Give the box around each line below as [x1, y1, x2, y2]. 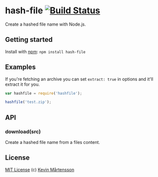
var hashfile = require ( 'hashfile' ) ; [5, 91, 82, 96]
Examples [5, 63, 36, 71]
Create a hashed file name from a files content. [5, 140, 101, 145]
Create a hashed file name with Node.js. [5, 21, 86, 27]
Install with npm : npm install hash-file [5, 48, 86, 54]
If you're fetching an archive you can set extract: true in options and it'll [5, 76, 154, 82]
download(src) [5, 128, 41, 135]
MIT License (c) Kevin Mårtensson [5, 167, 75, 173]
